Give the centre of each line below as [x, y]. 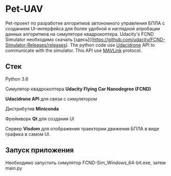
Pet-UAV [24, 9]
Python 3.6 [17, 79]
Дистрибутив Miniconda [32, 109]
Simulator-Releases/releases [36, 45]
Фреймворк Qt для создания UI [40, 119]
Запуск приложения [40, 150]
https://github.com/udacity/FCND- [129, 40]
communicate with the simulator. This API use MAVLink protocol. [74, 50]
